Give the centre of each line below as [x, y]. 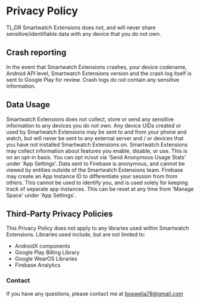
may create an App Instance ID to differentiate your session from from [92, 176]
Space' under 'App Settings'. [41, 195]
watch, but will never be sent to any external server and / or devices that [95, 138]
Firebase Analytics [37, 265]
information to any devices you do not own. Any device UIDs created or [94, 125]
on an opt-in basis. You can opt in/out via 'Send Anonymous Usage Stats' [96, 157]
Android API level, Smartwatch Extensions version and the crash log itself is [99, 73]
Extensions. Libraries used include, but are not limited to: [76, 234]
